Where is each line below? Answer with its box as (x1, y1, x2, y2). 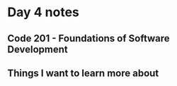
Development (7, 43, 69, 55)
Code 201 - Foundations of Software (7, 32, 170, 44)
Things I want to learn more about (7, 67, 159, 79)
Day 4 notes (7, 4, 79, 20)
